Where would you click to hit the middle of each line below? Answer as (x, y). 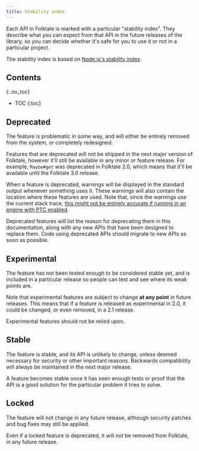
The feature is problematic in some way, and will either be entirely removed (98, 136)
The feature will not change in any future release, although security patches (99, 417)
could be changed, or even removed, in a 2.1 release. (70, 310)
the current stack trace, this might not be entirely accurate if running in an (96, 204)
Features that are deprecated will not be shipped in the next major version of (99, 154)
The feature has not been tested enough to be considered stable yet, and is (98, 273)
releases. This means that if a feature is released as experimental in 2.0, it (96, 304)
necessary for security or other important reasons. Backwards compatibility (99, 360)
